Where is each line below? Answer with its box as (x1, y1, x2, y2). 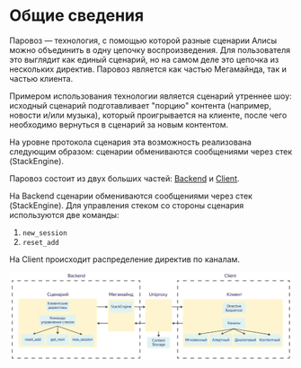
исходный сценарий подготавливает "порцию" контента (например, (9, 100, 272, 110)
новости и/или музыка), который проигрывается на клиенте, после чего (9, 110, 288, 120)
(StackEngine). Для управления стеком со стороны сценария (9, 199, 244, 211)
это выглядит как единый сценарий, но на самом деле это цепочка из (9, 54, 279, 65)
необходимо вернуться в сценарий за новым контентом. (9, 118, 229, 130)
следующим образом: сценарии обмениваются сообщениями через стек (9, 145, 293, 157)
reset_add (22, 238, 60, 247)
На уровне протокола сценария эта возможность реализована (9, 136, 252, 147)
